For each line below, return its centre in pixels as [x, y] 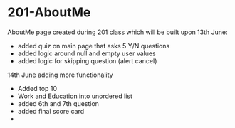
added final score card [51, 111]
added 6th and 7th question [58, 103]
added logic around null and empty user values [87, 53]
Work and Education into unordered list [75, 96]
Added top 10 [37, 88]
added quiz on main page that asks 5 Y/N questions [94, 46]
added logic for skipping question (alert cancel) [87, 60]
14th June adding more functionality [60, 75]
